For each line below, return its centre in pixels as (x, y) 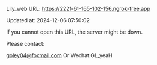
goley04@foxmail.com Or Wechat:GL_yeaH (59, 55)
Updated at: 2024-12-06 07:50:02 (48, 20)
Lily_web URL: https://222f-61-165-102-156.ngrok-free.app (78, 9)
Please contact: (25, 44)
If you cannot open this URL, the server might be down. (74, 32)
